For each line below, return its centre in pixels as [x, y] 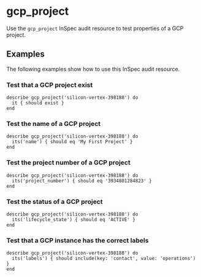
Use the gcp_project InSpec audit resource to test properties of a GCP [95, 28]
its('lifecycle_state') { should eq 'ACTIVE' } [74, 219]
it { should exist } [38, 103]
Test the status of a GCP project [55, 201]
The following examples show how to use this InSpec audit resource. [93, 69]
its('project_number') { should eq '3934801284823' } [82, 181]
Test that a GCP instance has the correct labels [78, 240]
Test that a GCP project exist [50, 85]
